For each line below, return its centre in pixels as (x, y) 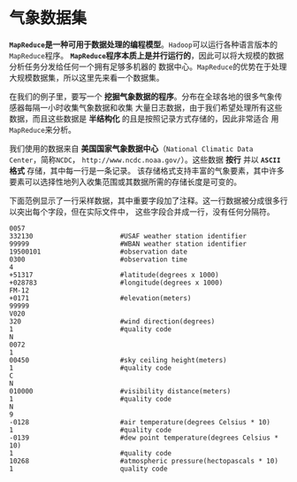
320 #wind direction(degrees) (112, 321)
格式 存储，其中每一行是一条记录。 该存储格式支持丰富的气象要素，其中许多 (147, 170)
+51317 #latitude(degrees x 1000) (114, 275)
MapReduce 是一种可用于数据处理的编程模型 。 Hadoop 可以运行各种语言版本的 (144, 44)
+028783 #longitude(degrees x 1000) (116, 283)
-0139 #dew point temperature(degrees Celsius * (144, 438)
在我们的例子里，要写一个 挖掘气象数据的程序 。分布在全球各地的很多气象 (142, 96)
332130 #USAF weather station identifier (128, 236)
